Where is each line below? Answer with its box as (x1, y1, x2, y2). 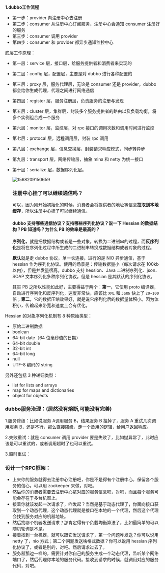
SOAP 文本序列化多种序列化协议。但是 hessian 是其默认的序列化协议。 (12, 273, 156, 279)
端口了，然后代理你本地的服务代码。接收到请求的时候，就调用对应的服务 (12, 557, 159, 563)
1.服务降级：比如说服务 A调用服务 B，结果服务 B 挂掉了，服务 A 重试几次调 (5, 417, 156, 423)
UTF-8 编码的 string (12, 361, 53, 368)
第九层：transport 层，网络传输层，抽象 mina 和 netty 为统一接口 (12, 157, 143, 162)
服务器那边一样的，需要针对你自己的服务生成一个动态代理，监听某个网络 (12, 550, 159, 556)
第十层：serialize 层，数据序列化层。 (12, 167, 87, 172)
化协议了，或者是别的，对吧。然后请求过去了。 (12, 544, 107, 550)
